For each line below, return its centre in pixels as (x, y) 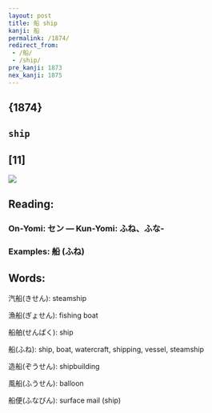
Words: (27, 278)
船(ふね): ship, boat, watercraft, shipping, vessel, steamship (106, 350)
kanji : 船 (24, 30)
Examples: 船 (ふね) (47, 251)
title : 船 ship (33, 23)
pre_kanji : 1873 (35, 68)
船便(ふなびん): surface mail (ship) (65, 400)
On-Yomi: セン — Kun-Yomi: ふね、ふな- (86, 228)
